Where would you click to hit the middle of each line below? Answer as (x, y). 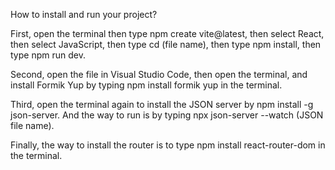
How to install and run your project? (84, 14)
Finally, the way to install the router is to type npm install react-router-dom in (168, 145)
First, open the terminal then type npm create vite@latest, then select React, (167, 33)
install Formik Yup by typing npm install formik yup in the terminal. (146, 85)
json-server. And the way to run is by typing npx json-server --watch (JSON (167, 115)
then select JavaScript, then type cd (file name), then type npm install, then (166, 44)
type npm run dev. (48, 55)
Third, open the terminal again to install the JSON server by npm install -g (162, 104)
